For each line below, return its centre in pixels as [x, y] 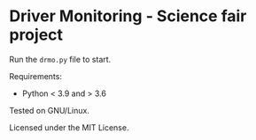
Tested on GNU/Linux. [50, 110]
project [36, 35]
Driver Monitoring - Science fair [128, 16]
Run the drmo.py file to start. [60, 59]
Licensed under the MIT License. [69, 127]
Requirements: [35, 76]
